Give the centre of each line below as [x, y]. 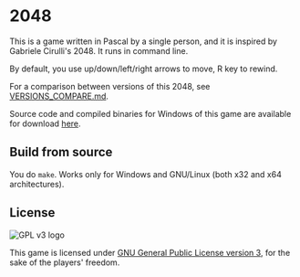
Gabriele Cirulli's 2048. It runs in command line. [99, 50]
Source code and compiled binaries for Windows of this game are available [150, 113]
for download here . [45, 123]
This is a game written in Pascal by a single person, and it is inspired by [144, 41]
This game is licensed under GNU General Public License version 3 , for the [150, 252]
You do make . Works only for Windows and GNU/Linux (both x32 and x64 [146, 174]
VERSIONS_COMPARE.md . [59, 96]
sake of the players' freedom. [65, 262]
